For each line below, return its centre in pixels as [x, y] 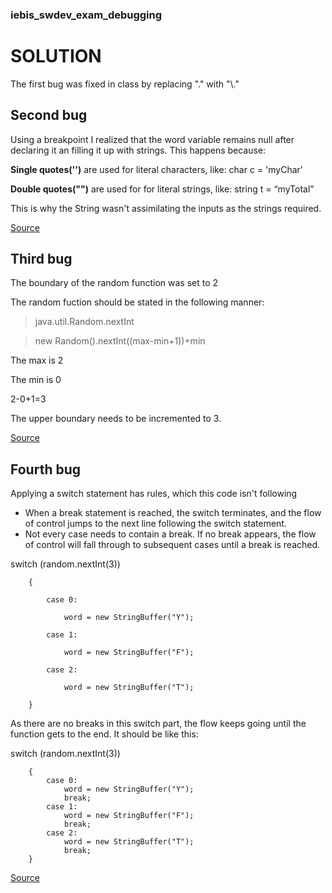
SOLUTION [56, 56]
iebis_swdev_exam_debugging [86, 15]
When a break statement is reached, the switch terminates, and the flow [173, 513]
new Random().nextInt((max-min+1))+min [120, 341]
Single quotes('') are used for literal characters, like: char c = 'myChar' [157, 169]
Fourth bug [46, 469]
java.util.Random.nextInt [84, 322]
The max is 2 [37, 360]
